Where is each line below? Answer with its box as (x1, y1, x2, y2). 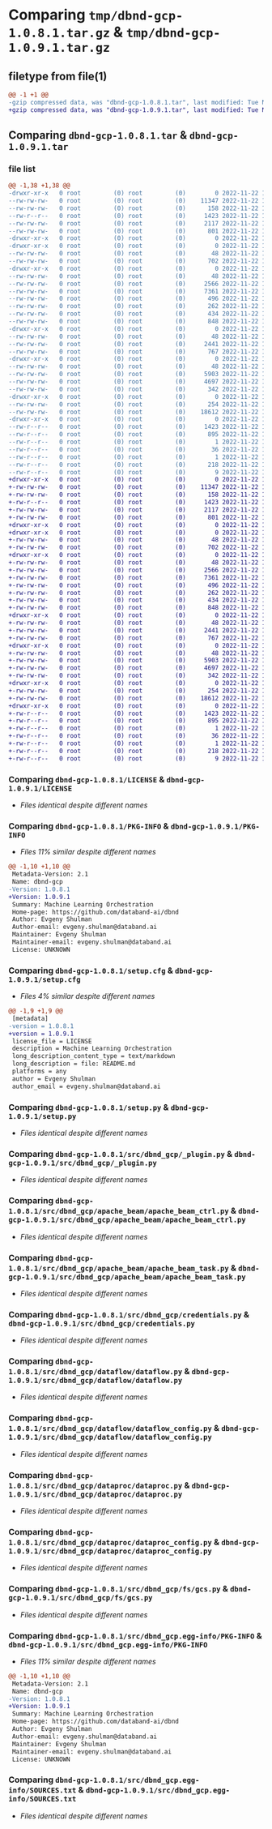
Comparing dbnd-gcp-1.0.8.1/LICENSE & (8, 773, 165, 785)
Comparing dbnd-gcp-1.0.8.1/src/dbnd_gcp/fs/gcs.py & (8, 1583, 229, 1595)
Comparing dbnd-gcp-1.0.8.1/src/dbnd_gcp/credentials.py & (8, 1309, 249, 1320)
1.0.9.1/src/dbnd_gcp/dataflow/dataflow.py (8, 1376, 183, 1386)
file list (8, 163, 36, 174)
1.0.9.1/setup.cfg (8, 974, 81, 984)
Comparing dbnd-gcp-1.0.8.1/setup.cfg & (8, 965, 174, 976)
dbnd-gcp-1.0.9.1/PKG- (170, 821, 261, 831)
